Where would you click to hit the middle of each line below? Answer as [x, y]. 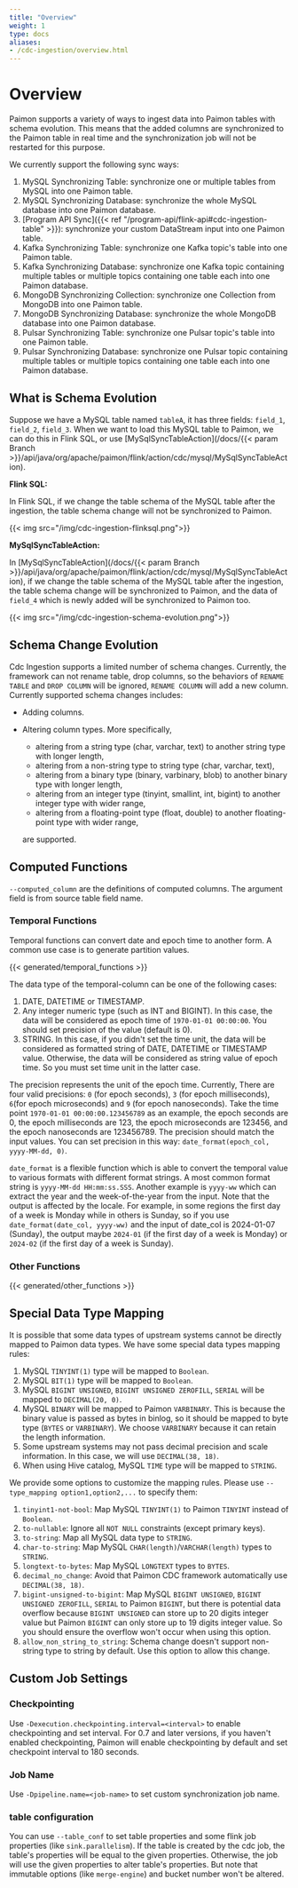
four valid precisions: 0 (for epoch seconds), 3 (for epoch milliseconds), [140, 1094]
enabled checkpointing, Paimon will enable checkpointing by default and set [149, 1742]
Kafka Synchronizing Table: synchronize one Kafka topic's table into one [155, 248]
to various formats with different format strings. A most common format [140, 1177]
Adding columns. [53, 712]
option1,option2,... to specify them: [129, 1492]
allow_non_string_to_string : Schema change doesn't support [136, 1641]
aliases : [25, 42]
